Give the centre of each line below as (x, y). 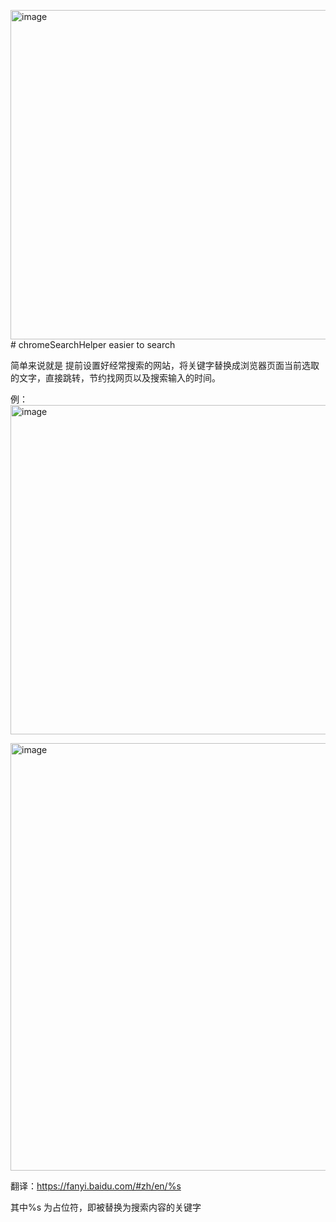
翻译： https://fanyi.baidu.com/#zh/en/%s (96, 1186)
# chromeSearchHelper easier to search (93, 344)
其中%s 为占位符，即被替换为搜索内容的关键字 (106, 1207)
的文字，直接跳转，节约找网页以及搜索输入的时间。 (115, 378)
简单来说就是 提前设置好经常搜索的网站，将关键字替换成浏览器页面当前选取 (165, 365)
